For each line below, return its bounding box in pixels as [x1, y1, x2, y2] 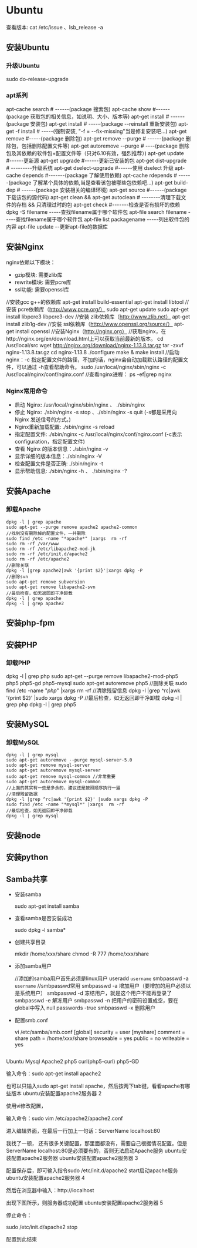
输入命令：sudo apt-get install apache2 [6, 1070, 101, 1077]
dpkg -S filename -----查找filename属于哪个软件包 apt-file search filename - [6, 208, 191, 215]
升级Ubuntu [6, 62, 40, 70]
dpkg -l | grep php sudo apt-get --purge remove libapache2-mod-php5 [6, 672, 179, 679]
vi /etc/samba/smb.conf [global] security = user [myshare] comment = [14, 1029, 186, 1036]
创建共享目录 [14, 938, 46, 946]
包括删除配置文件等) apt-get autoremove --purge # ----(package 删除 [21, 142, 189, 149]
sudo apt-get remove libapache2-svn [6, 584, 96, 590]
